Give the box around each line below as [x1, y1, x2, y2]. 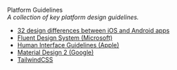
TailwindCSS [17, 56, 54, 64]
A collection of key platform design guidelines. [7, 13, 139, 21]
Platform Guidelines [7, 6, 63, 14]
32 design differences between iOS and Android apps [17, 27, 170, 34]
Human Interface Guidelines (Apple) [17, 41, 119, 49]
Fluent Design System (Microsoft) [17, 34, 113, 42]
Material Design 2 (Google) [17, 48, 94, 56]
